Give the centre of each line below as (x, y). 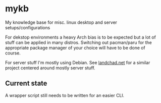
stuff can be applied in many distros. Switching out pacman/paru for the (79, 42)
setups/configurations (28, 27)
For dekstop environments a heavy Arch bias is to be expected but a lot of (80, 37)
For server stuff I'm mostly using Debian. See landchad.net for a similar (78, 62)
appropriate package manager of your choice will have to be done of (75, 48)
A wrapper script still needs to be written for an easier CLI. (65, 95)
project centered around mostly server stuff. (50, 68)
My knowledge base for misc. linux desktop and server (61, 22)
